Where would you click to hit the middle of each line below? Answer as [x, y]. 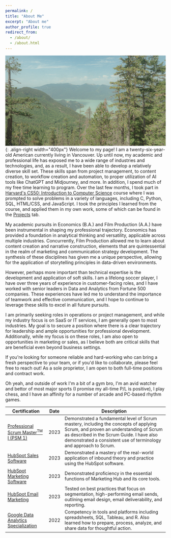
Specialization [22, 525]
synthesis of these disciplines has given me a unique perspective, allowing [83, 257]
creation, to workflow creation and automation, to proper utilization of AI [81, 177]
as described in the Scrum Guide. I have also [111, 435]
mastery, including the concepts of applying [110, 424]
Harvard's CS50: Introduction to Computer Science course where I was [80, 193]
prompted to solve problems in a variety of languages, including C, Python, [84, 199]
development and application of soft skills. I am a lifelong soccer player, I [81, 278]
